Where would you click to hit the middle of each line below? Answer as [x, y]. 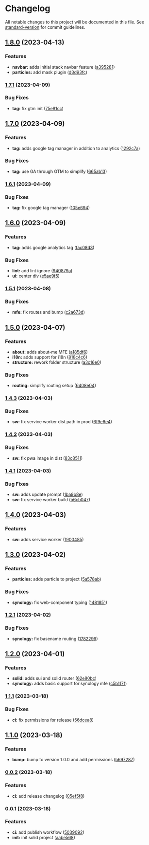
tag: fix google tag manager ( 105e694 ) [51, 208]
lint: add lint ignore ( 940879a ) [42, 271]
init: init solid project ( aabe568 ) [43, 837]
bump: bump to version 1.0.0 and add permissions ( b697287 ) [73, 760]
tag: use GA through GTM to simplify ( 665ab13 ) [59, 171]
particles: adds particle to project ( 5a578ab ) [57, 579]
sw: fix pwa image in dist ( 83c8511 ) [47, 458]
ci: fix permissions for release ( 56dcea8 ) [53, 720]
